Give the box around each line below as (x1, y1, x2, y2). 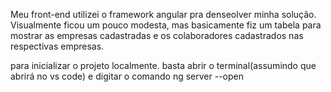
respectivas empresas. (10, 40, 105, 52)
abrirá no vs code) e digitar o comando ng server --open (10, 70, 244, 82)
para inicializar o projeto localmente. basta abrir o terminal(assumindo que (10, 60, 317, 71)
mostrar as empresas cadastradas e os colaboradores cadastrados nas (10, 30, 304, 41)
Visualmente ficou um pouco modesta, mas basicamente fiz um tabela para (10, 19, 322, 31)
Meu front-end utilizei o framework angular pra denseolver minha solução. (10, 9, 317, 20)
